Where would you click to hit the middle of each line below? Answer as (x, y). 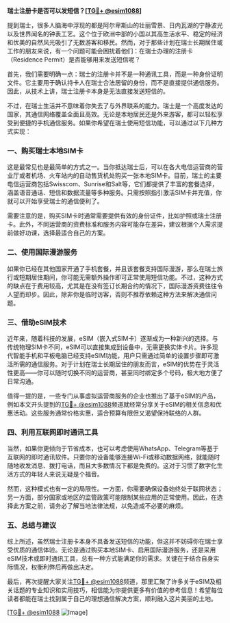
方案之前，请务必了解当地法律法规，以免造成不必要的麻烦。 (103, 506)
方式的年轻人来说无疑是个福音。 (58, 474)
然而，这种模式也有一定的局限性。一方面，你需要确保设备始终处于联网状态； (115, 489)
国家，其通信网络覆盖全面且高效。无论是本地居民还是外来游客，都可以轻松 (112, 114)
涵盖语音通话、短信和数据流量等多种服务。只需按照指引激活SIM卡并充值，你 (115, 193)
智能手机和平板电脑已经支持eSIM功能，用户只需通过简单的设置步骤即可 (113, 355)
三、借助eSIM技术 (37, 322)
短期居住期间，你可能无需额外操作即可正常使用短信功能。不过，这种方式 (121, 277)
